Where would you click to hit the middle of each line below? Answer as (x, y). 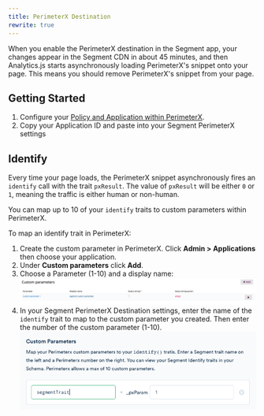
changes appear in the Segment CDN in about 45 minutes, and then (118, 57)
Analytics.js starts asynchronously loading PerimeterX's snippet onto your (128, 65)
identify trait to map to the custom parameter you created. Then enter (134, 318)
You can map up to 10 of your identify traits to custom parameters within (127, 210)
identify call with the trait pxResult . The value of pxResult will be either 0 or (131, 186)
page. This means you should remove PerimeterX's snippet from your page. (131, 73)
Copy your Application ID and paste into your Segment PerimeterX (127, 125)
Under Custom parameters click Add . (81, 266)
